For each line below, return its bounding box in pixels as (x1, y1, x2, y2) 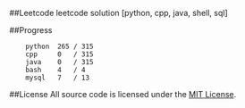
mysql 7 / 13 (25, 73, 90, 82)
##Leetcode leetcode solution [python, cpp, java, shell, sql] (9, 8, 228, 18)
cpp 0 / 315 (25, 50, 94, 59)
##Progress (9, 25, 53, 35)
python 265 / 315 (25, 42, 94, 51)
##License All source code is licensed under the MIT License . (9, 89, 237, 99)
